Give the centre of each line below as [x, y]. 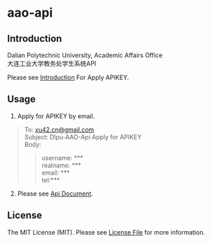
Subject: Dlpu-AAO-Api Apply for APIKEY [83, 136]
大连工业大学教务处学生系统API [52, 63]
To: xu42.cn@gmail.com [59, 130]
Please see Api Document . [55, 194]
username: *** [62, 157]
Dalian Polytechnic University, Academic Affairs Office [85, 55]
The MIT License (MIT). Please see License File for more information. [106, 232]
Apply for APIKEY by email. [56, 116]
